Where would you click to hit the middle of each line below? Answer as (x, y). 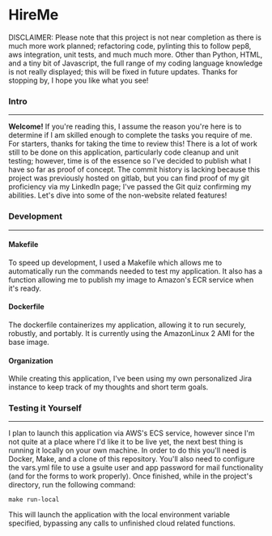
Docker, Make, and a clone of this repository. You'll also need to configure (132, 459)
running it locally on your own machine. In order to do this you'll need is (127, 450)
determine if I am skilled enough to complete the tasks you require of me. (130, 135)
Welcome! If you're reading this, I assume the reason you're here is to (125, 126)
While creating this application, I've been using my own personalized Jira (130, 379)
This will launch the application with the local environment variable (119, 515)
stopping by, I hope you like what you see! (79, 80)
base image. (29, 342)
